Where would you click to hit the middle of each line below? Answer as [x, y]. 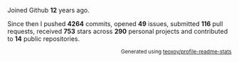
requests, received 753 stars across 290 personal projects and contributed [118, 31]
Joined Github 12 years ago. [49, 10]
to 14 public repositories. [44, 39]
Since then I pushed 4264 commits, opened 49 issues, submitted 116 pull [115, 24]
